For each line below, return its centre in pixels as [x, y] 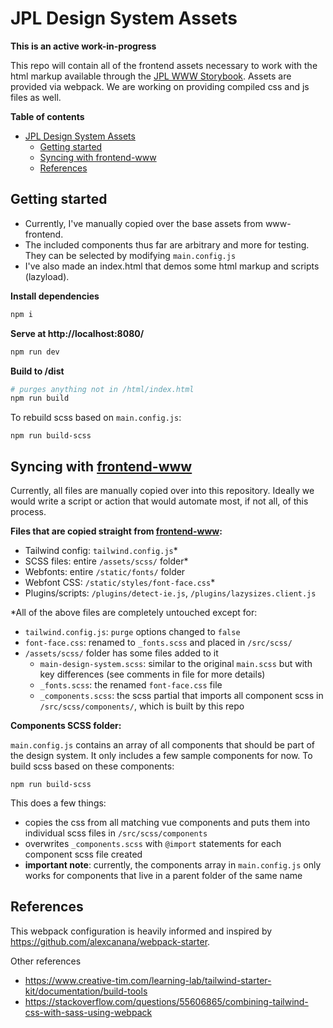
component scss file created [83, 854]
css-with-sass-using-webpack [88, 1012]
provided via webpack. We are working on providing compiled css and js [160, 86]
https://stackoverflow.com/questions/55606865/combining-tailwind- [166, 1001]
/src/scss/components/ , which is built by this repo [142, 706]
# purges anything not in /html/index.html [102, 389]
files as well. [36, 97]
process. [28, 512]
